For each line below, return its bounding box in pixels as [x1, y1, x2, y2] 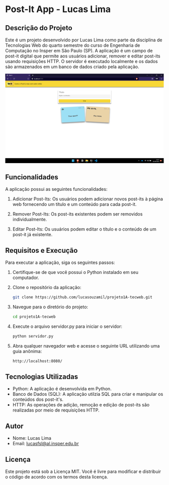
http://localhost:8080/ [12, 359, 63, 364]
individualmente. [12, 217, 47, 223]
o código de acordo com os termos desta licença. [5, 474, 108, 480]
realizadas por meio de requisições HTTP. [12, 407, 100, 413]
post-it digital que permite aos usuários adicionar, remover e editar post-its [5, 53, 160, 59]
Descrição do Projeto [5, 24, 72, 32]
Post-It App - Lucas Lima [5, 4, 111, 15]
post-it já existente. [12, 232, 53, 238]
